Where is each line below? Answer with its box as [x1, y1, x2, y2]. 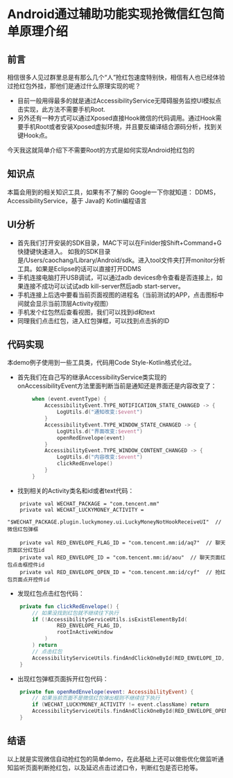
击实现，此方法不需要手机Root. [17, 105, 106, 113]
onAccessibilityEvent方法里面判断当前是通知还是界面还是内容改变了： [17, 382, 217, 390]
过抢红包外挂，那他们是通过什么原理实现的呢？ [7, 82, 141, 90]
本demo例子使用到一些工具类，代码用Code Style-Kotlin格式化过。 [7, 358, 196, 367]
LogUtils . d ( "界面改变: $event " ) [56, 428, 144, 435]
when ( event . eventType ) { [32, 396, 107, 403]
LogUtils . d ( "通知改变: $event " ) [56, 408, 144, 416]
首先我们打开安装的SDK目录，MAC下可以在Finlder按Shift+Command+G [17, 239, 222, 247]
